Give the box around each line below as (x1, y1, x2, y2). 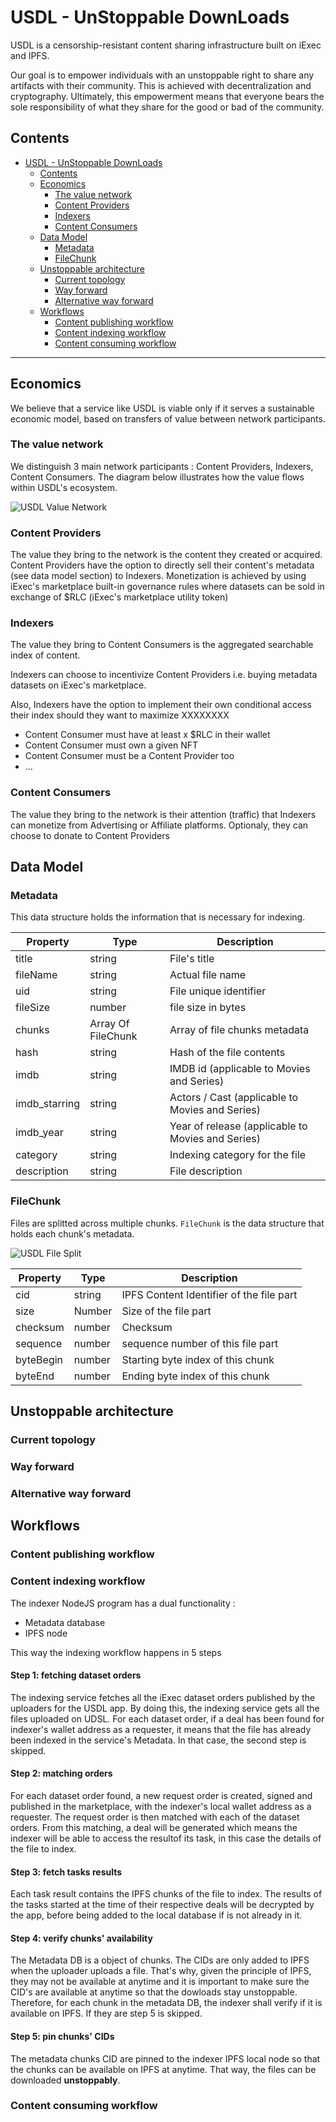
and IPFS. (10, 49, 50, 61)
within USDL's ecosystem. (10, 481, 118, 493)
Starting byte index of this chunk (121, 1352, 275, 1366)
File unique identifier (169, 984, 267, 998)
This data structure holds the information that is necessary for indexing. (10, 911, 306, 923)
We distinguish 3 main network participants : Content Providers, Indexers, (10, 460, 314, 472)
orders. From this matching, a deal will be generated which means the (10, 1821, 298, 1833)
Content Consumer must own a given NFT (24, 739, 199, 751)
